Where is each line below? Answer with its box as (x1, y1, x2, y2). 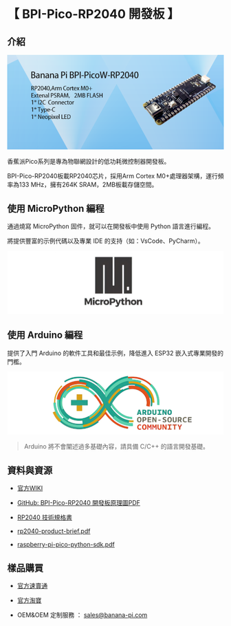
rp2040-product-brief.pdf (16, 527, 91, 535)
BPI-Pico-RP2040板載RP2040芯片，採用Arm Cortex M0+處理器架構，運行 (7, 172, 218, 180)
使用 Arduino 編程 (7, 330, 83, 341)
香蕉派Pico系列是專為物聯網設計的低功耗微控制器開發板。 (7, 158, 170, 166)
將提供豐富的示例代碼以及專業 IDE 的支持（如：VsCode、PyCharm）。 (7, 237, 204, 245)
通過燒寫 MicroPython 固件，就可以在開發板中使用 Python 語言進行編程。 (7, 222, 215, 230)
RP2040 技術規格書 (16, 513, 72, 521)
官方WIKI (16, 484, 43, 493)
